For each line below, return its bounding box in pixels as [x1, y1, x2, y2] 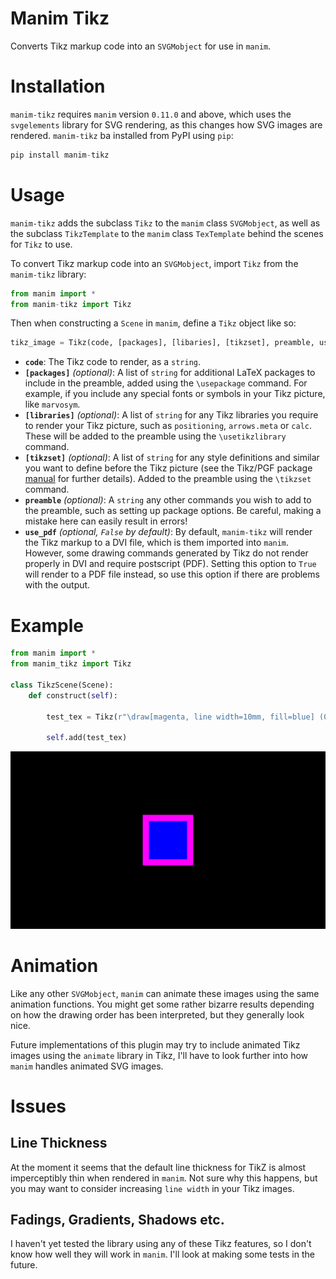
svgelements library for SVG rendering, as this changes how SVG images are [10, 118, 323, 131]
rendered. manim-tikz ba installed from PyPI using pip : [10, 129, 234, 141]
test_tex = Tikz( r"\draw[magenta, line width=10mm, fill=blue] [46, 712, 315, 722]
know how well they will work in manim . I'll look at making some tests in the [10, 1248, 315, 1261]
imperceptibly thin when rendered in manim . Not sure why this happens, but [10, 1172, 318, 1184]
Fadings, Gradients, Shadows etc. [10, 1211, 225, 1228]
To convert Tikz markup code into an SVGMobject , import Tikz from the [10, 257, 299, 269]
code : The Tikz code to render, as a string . [24, 356, 202, 368]
